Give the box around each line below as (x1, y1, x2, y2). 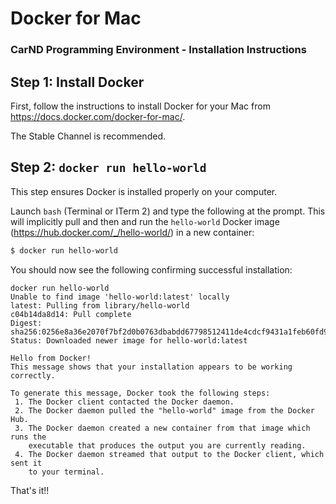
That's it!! (10, 484, 50, 496)
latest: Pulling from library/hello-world (10, 300, 190, 311)
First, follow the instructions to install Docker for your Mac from (10, 100, 271, 112)
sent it (10, 458, 43, 468)
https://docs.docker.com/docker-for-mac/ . (10, 110, 186, 122)
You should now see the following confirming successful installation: (10, 263, 293, 276)
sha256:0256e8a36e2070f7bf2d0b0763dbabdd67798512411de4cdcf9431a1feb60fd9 (10, 327, 329, 337)
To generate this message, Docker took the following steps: (10, 388, 271, 398)
